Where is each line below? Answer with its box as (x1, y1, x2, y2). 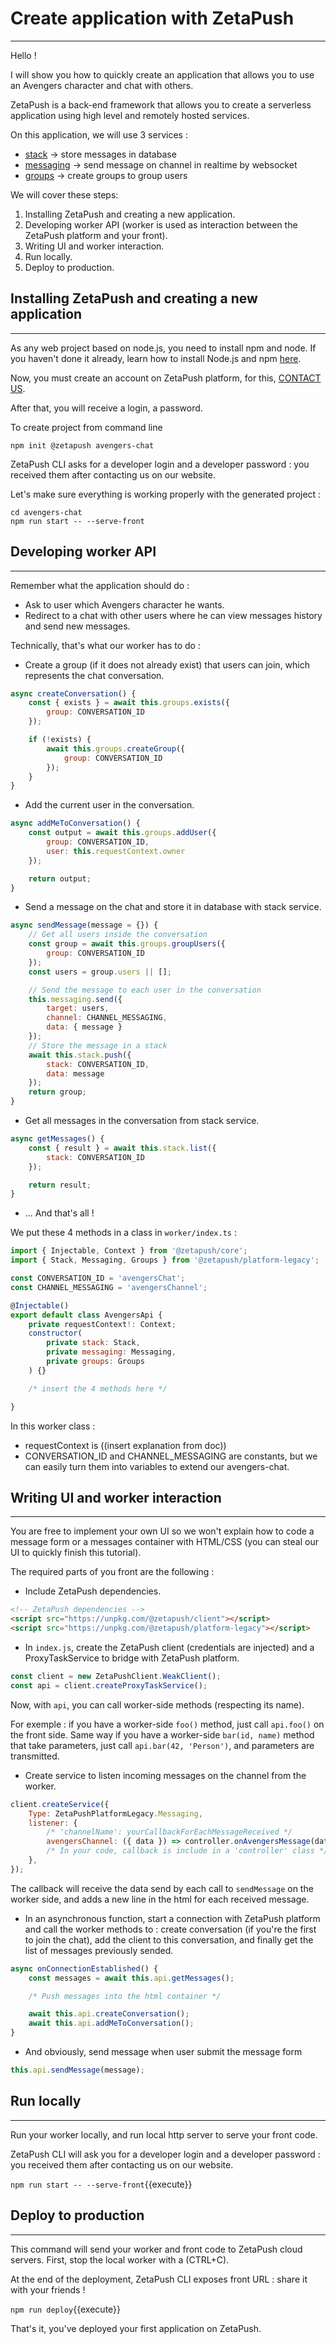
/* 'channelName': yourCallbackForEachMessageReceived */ (46, 1827, 293, 1837)
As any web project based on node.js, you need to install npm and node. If (10, 342, 317, 354)
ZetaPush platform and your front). (24, 229, 168, 241)
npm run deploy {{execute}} (10, 2303, 122, 2315)
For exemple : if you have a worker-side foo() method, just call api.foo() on (10, 1718, 325, 1730)
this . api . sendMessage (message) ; (10, 2065, 145, 2075)
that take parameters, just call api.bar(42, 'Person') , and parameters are (10, 1739, 315, 1751)
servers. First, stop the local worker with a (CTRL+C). (10, 2253, 230, 2266)
